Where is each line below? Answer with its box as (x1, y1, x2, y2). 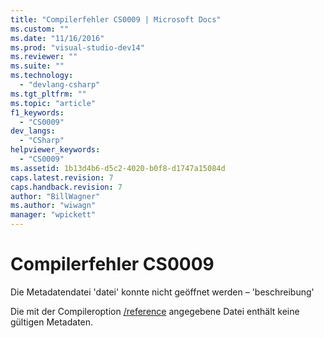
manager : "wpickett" (10, 210, 97, 220)
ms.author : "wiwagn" (10, 201, 97, 211)
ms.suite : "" (10, 61, 65, 71)
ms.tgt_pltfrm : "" (10, 89, 87, 99)
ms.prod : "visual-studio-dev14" (10, 42, 145, 53)
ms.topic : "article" (10, 98, 97, 108)
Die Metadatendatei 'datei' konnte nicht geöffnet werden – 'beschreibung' (10, 286, 315, 298)
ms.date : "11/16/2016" (10, 33, 105, 43)
